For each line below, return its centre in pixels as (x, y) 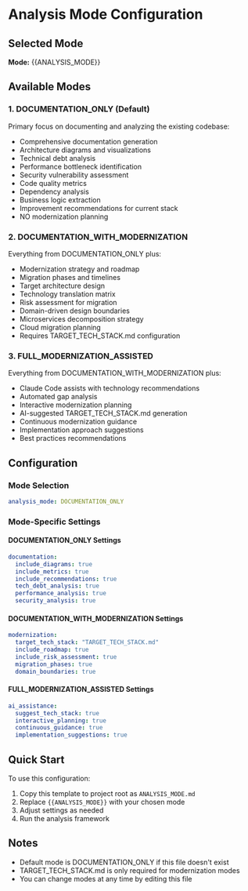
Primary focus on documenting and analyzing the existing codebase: (119, 126)
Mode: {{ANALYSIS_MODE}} (54, 62)
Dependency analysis (54, 191)
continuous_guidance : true (59, 728)
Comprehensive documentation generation (88, 141)
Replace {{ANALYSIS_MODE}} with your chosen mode (102, 802)
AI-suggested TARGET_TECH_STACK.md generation (103, 413)
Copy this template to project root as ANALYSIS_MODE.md (107, 793)
